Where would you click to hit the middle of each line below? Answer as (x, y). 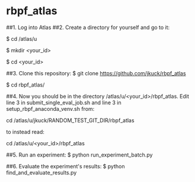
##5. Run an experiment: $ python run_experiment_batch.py (79, 155)
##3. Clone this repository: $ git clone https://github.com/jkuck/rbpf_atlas (96, 73)
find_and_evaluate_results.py (41, 173)
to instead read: (25, 132)
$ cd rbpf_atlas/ (25, 85)
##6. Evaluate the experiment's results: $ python (65, 166)
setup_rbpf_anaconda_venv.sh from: (50, 108)
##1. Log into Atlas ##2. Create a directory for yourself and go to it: (88, 27)
